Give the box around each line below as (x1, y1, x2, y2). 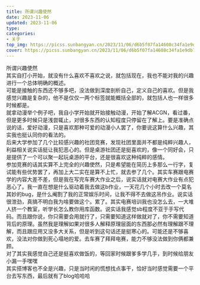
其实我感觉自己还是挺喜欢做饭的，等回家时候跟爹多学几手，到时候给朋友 (16, 250, 194, 257)
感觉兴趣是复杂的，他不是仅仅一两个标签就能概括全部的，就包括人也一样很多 (6, 94, 194, 101)
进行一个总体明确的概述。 (6, 79, 69, 86)
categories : (6, 31, 36, 37)
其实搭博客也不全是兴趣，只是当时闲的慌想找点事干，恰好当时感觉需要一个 (6, 265, 189, 272)
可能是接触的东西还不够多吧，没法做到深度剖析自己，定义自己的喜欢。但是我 (6, 87, 194, 94)
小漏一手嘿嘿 (6, 257, 37, 264)
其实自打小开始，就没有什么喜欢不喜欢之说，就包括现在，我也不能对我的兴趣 (6, 72, 194, 79)
